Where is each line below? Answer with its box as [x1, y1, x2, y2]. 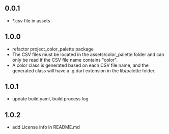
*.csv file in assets [12, 17, 50, 23]
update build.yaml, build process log [12, 96, 89, 102]
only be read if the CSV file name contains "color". [12, 57, 118, 63]
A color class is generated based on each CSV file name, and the [12, 62, 149, 68]
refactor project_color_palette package [12, 46, 94, 52]
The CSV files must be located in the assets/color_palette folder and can [12, 51, 164, 58]
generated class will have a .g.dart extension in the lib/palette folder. [12, 67, 156, 73]
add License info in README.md [12, 124, 80, 130]
